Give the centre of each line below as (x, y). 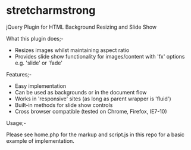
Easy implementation (40, 86)
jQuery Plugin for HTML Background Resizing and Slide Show (82, 27)
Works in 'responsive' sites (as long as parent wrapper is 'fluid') (93, 99)
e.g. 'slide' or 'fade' (38, 63)
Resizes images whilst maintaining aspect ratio (72, 50)
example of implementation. (40, 140)
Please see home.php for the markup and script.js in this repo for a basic (95, 134)
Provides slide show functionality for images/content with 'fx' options (100, 56)
